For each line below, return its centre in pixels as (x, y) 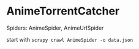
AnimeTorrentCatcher (63, 11)
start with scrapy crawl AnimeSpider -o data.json (70, 39)
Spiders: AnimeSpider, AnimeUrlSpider (55, 28)
